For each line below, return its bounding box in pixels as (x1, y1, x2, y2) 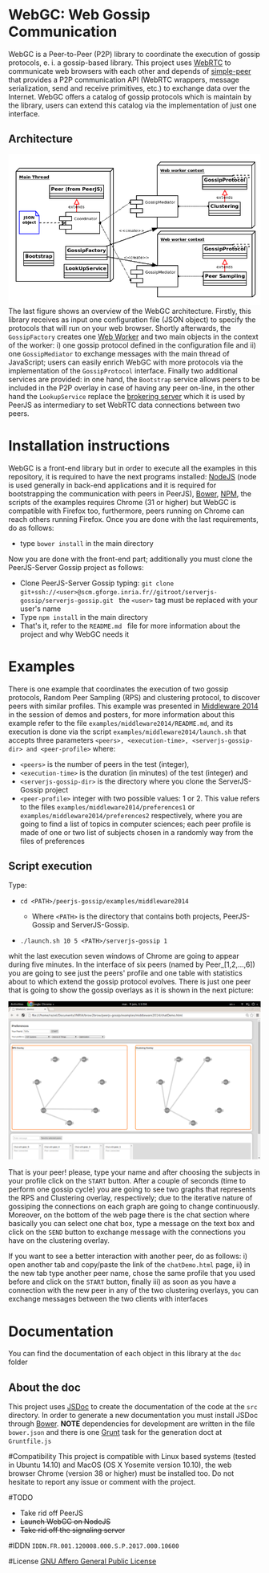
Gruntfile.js (8, 1437, 52, 1446)
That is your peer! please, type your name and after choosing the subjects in (8, 1168, 260, 1177)
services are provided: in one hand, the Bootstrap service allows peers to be (8, 374, 260, 384)
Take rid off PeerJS (19, 1508, 84, 1518)
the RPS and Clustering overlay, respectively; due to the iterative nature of (8, 1193, 253, 1203)
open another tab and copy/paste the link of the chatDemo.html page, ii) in (8, 1260, 251, 1269)
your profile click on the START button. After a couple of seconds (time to (8, 1176, 247, 1186)
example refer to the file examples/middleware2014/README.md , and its (8, 718, 234, 727)
